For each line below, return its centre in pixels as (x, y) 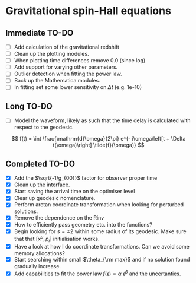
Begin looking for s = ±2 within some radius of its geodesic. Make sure (100, 231)
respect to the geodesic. (44, 127)
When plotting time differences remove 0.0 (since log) (80, 61)
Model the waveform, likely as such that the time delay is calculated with (102, 120)
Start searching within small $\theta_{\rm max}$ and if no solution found (102, 260)
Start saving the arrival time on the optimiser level (74, 192)
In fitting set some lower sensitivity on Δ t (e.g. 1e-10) (78, 87)
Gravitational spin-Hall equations (89, 11)
